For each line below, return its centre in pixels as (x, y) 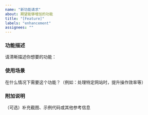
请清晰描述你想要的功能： (31, 57)
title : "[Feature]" (25, 18)
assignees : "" (19, 28)
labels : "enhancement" (28, 23)
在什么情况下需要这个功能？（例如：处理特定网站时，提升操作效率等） (75, 82)
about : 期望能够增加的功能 (29, 14)
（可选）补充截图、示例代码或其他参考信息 (48, 108)
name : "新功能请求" (23, 9)
